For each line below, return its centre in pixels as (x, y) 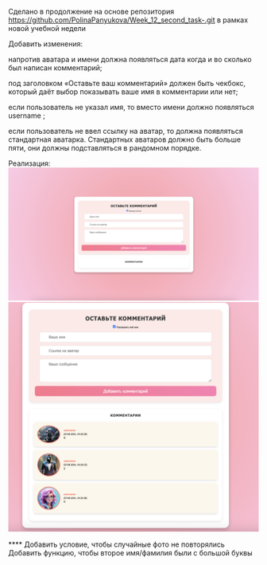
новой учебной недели (47, 28)
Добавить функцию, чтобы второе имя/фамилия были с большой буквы (130, 553)
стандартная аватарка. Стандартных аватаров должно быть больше (124, 139)
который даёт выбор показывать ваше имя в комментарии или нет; (123, 92)
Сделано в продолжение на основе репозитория (91, 12)
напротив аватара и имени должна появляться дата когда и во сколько (130, 59)
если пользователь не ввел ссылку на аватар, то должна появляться (126, 131)
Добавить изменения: (46, 44)
